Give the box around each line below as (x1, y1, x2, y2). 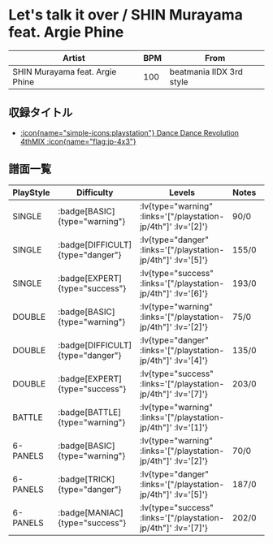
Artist (62, 52, 85, 63)
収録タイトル (8, 106, 73, 119)
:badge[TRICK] (58, 473, 115, 485)
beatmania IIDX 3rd (169, 66, 244, 77)
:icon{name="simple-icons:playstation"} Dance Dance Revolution (19, 127, 240, 137)
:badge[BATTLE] (58, 406, 122, 417)
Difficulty (76, 187, 114, 198)
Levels (169, 187, 195, 198)
